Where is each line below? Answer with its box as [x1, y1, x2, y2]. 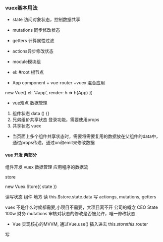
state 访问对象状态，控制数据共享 [12, 16, 81, 23]
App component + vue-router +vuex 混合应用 [12, 80, 105, 86]
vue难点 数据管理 [12, 100, 48, 106]
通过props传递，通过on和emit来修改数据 [12, 140, 95, 146]
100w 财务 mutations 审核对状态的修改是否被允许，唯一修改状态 [5, 210, 135, 216]
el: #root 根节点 [12, 69, 44, 75]
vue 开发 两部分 [5, 152, 37, 158]
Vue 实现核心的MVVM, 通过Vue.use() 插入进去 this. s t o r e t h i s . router [12, 221, 149, 227]
